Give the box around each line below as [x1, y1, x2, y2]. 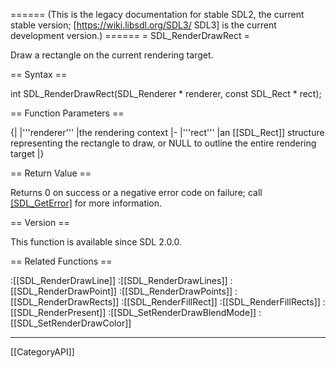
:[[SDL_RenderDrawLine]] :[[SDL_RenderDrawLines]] [10, 275, 228, 286]
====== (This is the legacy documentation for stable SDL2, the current [10, 9, 305, 20]
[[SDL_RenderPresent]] [10, 307, 107, 318]
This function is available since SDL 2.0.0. [10, 236, 183, 248]
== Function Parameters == [10, 107, 125, 119]
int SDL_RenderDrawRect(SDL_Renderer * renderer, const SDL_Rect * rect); [10, 88, 322, 99]
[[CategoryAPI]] [10, 346, 75, 358]
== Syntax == [10, 69, 68, 80]
